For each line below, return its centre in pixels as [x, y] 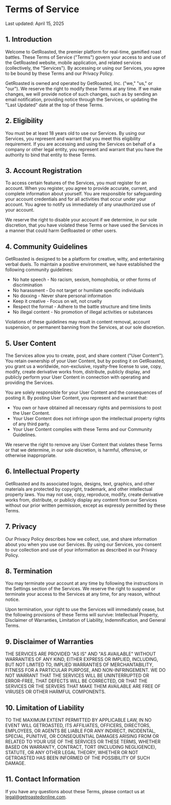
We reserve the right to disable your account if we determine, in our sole [81, 220]
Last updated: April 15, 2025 [35, 23]
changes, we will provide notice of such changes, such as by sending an [81, 94]
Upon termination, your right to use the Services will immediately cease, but [85, 610]
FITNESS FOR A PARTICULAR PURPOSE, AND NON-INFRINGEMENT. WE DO [85, 670]
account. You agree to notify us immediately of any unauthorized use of [80, 205]
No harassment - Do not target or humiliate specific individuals [78, 291]
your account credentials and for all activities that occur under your [76, 199]
